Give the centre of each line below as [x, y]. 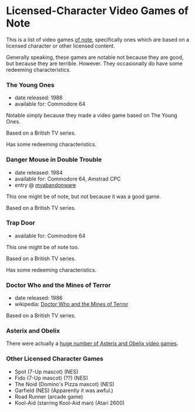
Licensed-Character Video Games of [97, 11]
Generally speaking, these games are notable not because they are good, [95, 57]
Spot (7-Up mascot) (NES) [46, 371]
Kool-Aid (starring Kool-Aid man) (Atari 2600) [70, 403]
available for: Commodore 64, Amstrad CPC [68, 179]
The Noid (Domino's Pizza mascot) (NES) [64, 384]
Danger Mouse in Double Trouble [54, 160]
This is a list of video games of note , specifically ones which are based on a [98, 39]
